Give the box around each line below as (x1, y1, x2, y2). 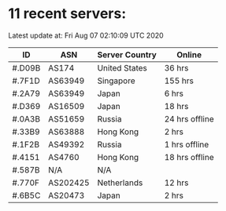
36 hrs (164, 62, 189, 73)
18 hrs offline (164, 151, 214, 162)
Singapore (97, 75, 135, 86)
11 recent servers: (8, 5, 127, 23)
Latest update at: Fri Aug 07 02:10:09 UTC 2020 (8, 31, 164, 40)
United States (97, 62, 148, 73)
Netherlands (97, 177, 143, 188)
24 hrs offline (164, 113, 214, 124)
